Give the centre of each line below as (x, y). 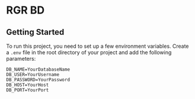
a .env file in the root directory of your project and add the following (89, 52)
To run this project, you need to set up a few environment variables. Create (97, 46)
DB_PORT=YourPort (28, 90)
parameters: (21, 59)
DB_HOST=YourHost (28, 85)
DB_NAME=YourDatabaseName (38, 70)
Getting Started (35, 32)
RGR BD (25, 10)
